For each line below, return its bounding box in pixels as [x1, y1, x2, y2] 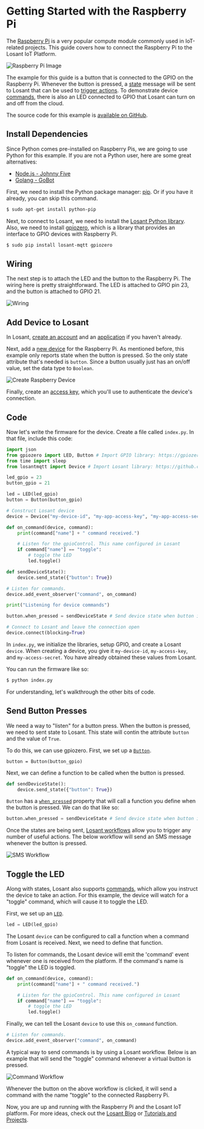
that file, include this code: [6, 435, 73, 442]
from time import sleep [6, 458, 67, 464]
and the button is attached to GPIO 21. [6, 288, 101, 295]
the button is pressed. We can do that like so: [6, 804, 120, 811]
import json [6, 446, 36, 452]
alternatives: [6, 158, 38, 165]
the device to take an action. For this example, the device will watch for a [6, 892, 189, 899]
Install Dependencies [6, 129, 88, 139]
